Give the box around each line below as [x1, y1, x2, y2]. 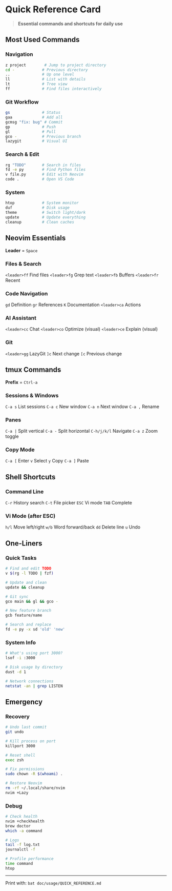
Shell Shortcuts [5, 473, 56, 481]
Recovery [5, 713, 30, 720]
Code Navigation [5, 290, 48, 297]
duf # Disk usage [5, 205, 70, 211]
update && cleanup [5, 584, 45, 590]
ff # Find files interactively [5, 86, 102, 91]
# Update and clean [5, 580, 47, 585]
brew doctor [5, 823, 31, 828]
